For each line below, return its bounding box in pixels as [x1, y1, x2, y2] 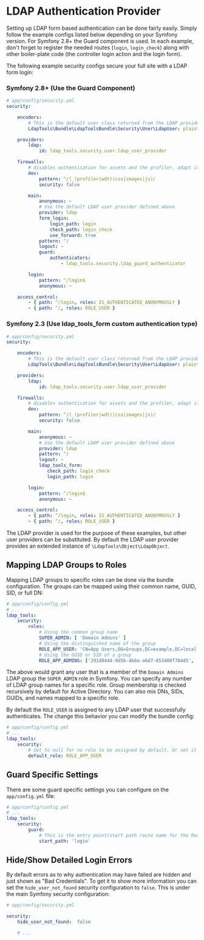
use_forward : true [49, 232, 97, 238]
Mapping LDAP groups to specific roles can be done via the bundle [6, 576, 174, 583]
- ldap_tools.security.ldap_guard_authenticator [60, 261, 186, 267]
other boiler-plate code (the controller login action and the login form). [6, 50, 182, 57]
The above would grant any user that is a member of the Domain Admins [6, 668, 184, 676]
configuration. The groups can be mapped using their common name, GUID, [6, 582, 196, 590]
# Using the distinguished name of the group [38, 640, 156, 646]
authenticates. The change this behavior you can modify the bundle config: [6, 713, 194, 720]
